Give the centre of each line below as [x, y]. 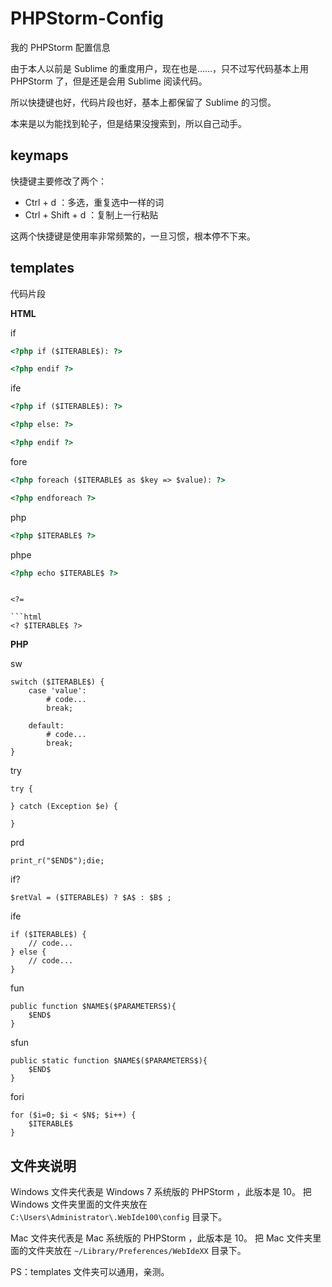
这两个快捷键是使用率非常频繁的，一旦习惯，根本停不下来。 [133, 236]
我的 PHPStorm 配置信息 [60, 47]
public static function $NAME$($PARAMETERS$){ [109, 1061]
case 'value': [57, 691]
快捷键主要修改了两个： [58, 181]
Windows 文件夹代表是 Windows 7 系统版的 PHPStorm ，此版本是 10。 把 [161, 1192]
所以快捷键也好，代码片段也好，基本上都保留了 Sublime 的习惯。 [143, 102]
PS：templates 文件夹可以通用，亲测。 [90, 1272]
